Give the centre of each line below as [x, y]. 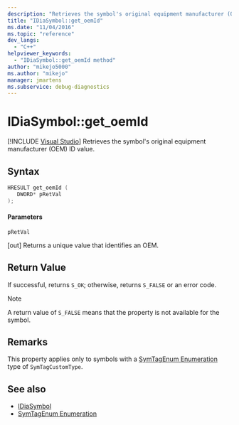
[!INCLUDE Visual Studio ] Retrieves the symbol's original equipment [107, 141]
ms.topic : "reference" [41, 34]
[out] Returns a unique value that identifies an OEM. [83, 245]
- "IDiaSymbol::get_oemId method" [65, 60]
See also [27, 389]
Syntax [23, 171]
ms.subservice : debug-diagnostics [59, 87]
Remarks [28, 342]
